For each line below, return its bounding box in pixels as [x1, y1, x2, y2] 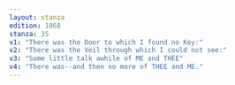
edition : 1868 [9, 21, 62, 30]
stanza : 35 [9, 29, 49, 38]
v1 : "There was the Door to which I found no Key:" [9, 37, 203, 47]
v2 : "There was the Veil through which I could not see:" [9, 46, 227, 55]
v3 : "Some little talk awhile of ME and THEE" [9, 54, 184, 63]
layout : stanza [9, 12, 65, 22]
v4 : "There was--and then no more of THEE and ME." [9, 63, 203, 72]
